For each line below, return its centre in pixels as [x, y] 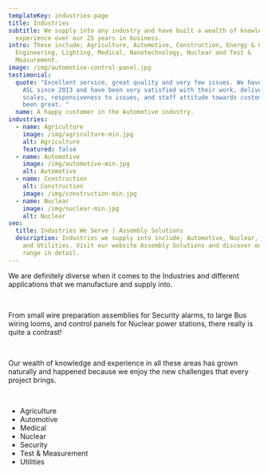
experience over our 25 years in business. [89, 38]
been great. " [46, 104]
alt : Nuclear [44, 216]
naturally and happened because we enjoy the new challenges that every [128, 371]
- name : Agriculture [49, 127]
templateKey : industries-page [59, 16]
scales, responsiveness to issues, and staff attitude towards [130, 97]
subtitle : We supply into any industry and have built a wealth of [123, 30]
